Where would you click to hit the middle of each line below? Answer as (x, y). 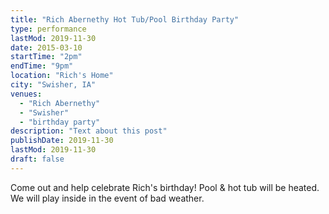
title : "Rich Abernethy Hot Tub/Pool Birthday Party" (125, 19)
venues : (26, 94)
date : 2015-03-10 (46, 47)
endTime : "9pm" (42, 66)
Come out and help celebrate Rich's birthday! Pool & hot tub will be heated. (165, 187)
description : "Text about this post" (89, 131)
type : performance (48, 29)
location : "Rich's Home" (62, 76)
